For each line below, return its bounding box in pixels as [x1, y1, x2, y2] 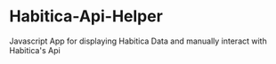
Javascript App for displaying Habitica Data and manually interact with [9, 36, 267, 46]
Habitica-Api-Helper [9, 6, 163, 27]
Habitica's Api [9, 44, 61, 55]
